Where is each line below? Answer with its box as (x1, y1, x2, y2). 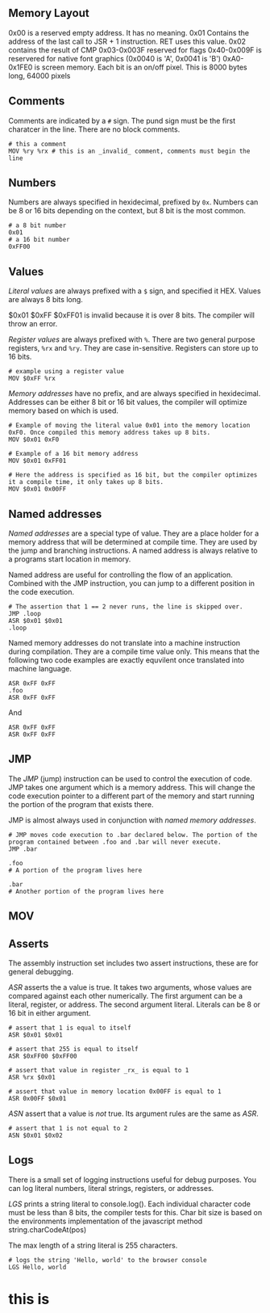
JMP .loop (8, 610, 42, 618)
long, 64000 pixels (8, 70, 71, 80)
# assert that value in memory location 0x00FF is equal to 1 (8, 1088, 222, 1096)
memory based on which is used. (8, 406, 119, 415)
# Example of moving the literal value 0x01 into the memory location (8, 422, 251, 430)
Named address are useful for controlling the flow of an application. (8, 570, 234, 580)
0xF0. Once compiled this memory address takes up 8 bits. (8, 428, 211, 437)
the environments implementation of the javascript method (8, 1216, 203, 1226)
